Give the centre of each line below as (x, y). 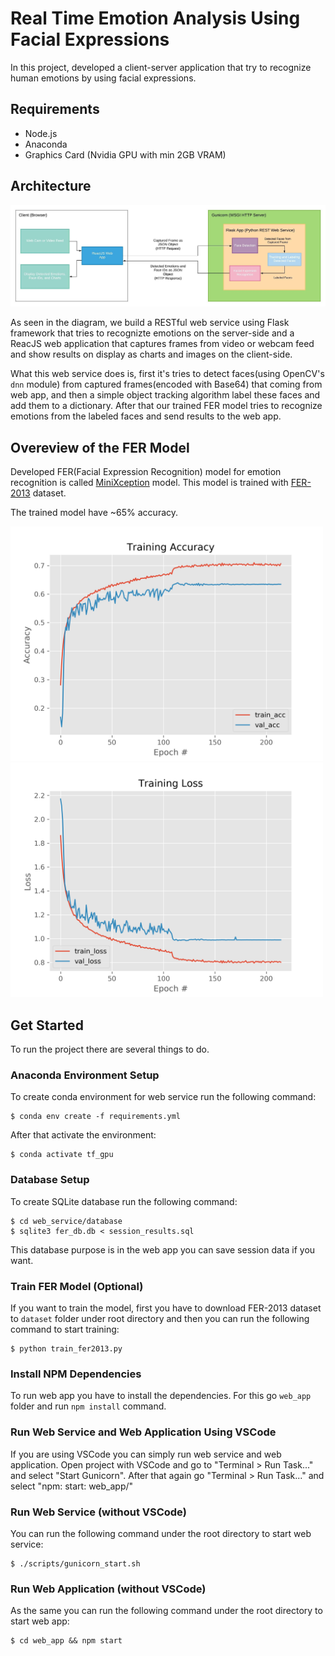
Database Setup (50, 1180)
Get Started (47, 1025)
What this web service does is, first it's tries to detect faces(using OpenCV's (167, 374)
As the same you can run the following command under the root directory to (166, 1611)
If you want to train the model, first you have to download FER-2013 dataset (166, 1308)
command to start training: (65, 1329)
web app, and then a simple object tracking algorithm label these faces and (165, 395)
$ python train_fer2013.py (66, 1348)
